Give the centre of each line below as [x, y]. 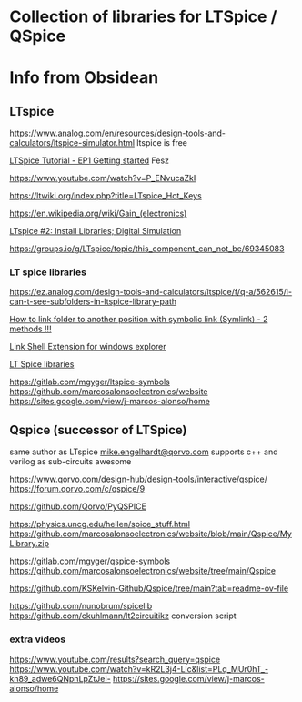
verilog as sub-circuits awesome [70, 462]
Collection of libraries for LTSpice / [143, 17]
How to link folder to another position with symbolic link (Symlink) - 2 [139, 320]
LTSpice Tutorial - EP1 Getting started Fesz [90, 160]
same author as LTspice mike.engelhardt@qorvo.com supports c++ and [144, 452]
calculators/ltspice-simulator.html [72, 143]
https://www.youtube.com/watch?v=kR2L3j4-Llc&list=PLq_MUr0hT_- [139, 669]
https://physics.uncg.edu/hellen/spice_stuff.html [100, 524]
